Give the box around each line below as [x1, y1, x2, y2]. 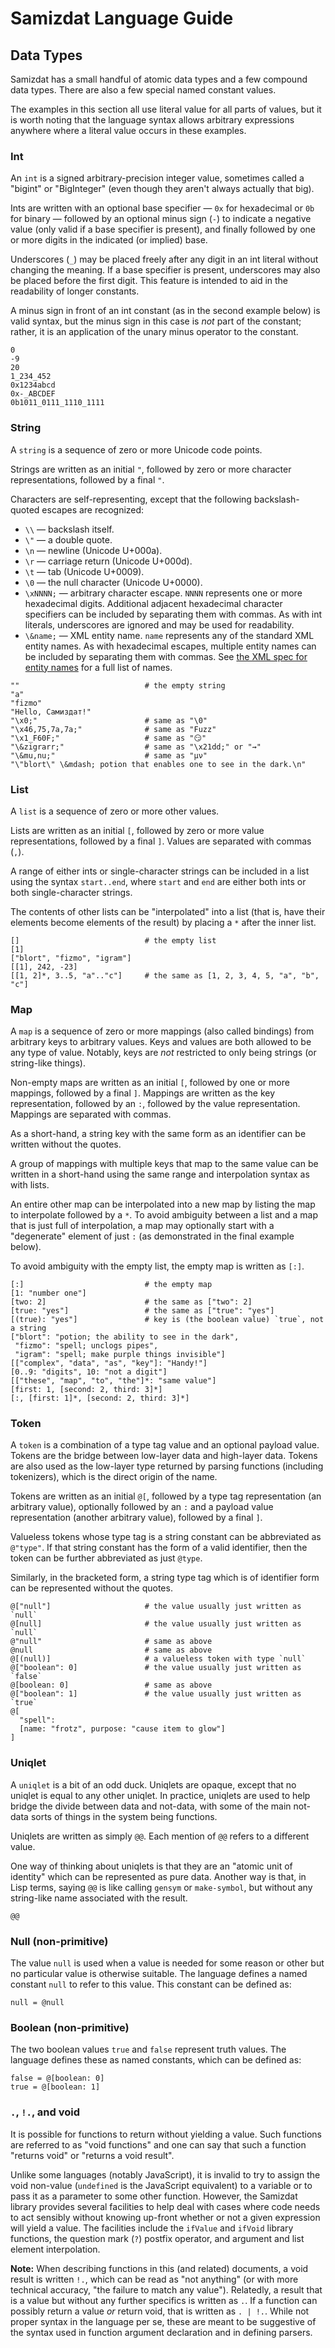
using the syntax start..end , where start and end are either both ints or [10, 875, 307, 887]
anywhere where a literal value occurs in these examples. [10, 125, 247, 136]
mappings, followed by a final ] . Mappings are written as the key [10, 1087, 276, 1099]
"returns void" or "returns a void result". [10, 2149, 175, 2161]
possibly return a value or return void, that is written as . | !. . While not [10, 2305, 310, 2317]
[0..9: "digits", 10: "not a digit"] [10, 1367, 168, 1377]
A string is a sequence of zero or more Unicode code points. [10, 443, 263, 456]
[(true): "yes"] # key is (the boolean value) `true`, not [10, 1315, 325, 1325]
